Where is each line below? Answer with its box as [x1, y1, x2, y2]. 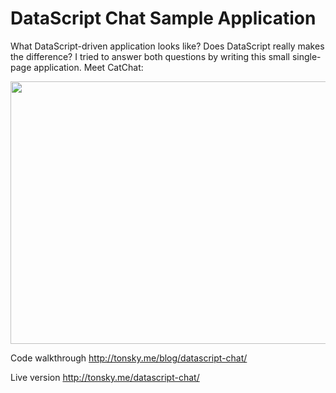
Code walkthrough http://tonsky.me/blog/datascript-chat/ [10, 352, 248, 364]
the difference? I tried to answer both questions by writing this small [10, 50, 290, 62]
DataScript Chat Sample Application [10, 7, 317, 30]
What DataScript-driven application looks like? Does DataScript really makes [10, 40, 325, 52]
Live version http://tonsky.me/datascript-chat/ [10, 371, 200, 383]
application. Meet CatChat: [33, 61, 144, 73]
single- [291, 50, 322, 62]
